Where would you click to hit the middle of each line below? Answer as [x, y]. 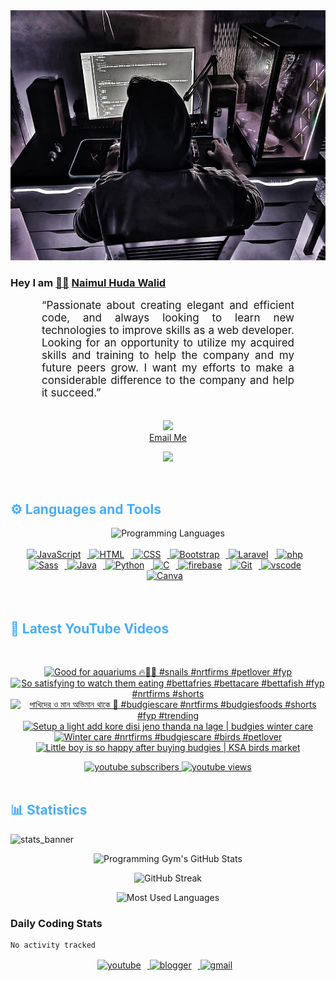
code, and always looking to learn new [168, 318]
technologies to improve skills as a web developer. [168, 331]
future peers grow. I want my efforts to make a [168, 368]
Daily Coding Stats [56, 923]
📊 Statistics [49, 810]
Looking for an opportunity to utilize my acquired [168, 343]
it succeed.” [71, 393]
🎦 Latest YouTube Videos [90, 628]
